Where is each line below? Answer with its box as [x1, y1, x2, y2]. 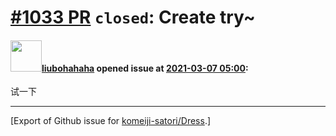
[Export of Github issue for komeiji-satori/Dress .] [10, 115, 212, 127]
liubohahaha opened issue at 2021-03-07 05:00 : [41, 62, 249, 74]
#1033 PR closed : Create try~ [10, 6, 256, 29]
